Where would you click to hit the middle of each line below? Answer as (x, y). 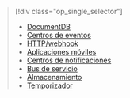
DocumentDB (48, 26)
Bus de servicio (52, 69)
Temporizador (50, 85)
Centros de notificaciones (69, 60)
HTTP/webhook (52, 43)
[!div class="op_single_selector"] (69, 11)
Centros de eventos (59, 35)
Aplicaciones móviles (61, 52)
